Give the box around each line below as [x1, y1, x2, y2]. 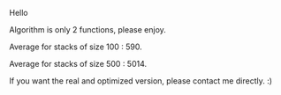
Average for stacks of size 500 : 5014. [9, 59, 148, 69]
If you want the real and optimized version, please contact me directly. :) [9, 76, 272, 86]
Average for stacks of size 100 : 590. [9, 41, 143, 52]
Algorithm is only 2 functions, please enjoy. [9, 25, 166, 34]
